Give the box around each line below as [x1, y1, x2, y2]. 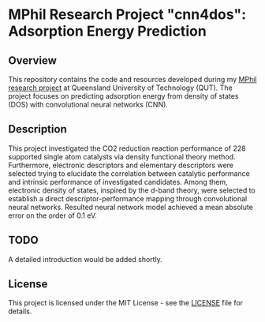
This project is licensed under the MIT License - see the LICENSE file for [8, 298, 243, 308]
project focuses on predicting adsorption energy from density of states [8, 92, 239, 100]
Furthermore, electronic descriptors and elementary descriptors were [8, 160, 234, 170]
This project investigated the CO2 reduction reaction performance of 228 [8, 144, 246, 153]
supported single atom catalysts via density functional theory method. [8, 152, 236, 161]
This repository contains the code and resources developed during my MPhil [8, 75, 257, 84]
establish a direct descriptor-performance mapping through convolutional [8, 193, 248, 203]
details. [8, 306, 32, 316]
